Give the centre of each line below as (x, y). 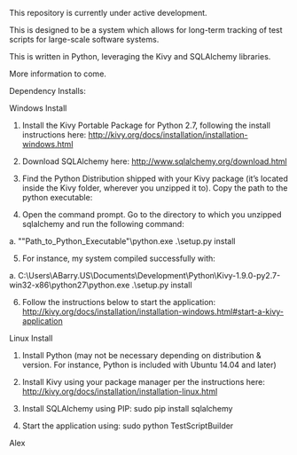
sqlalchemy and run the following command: (103, 224)
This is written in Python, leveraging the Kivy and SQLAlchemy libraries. (140, 56)
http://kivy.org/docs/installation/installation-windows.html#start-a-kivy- (153, 311)
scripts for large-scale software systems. (84, 39)
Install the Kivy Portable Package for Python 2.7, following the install (146, 125)
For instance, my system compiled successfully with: (118, 258)
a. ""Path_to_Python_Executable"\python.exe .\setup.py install (122, 241)
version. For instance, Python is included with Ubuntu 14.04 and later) (149, 365)
